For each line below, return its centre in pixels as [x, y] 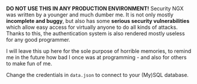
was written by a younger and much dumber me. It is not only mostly [90, 15]
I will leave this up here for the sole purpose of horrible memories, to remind [99, 51]
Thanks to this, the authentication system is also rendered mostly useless [96, 33]
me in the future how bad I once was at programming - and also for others [96, 57]
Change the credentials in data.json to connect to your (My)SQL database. [98, 75]
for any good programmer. [38, 40]
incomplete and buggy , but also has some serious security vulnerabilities [98, 21]
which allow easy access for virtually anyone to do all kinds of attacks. [92, 27]
